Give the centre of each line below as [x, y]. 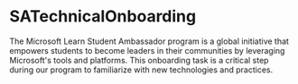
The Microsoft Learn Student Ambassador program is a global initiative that [149, 41]
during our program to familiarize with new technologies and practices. [141, 70]
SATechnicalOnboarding [103, 17]
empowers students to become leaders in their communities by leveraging [147, 50]
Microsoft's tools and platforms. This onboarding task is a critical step [139, 60]
